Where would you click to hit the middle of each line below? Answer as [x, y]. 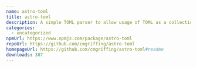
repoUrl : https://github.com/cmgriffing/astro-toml [70, 44]
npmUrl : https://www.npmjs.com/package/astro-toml [69, 38]
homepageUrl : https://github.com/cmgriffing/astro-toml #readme [85, 50]
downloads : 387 [25, 55]
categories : [21, 28]
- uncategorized [31, 33]
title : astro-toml [28, 17]
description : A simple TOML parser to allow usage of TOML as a [86, 22]
